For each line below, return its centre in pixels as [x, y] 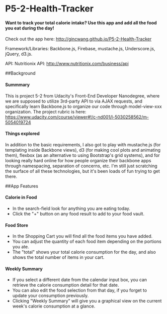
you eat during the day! [30, 28]
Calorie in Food [21, 198]
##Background [20, 73]
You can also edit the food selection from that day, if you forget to [80, 290]
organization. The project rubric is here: [46, 111]
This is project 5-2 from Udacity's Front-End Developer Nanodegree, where [83, 96]
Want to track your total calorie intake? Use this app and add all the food [81, 22]
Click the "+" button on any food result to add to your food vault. [78, 214]
